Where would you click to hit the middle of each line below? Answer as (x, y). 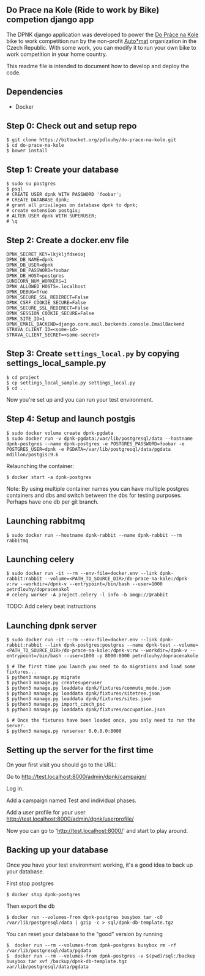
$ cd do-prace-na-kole (35, 146)
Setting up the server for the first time (80, 750)
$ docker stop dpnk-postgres (43, 894)
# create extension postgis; (43, 211)
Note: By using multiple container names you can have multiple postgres (98, 488)
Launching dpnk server (51, 626)
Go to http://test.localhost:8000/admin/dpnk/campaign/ (76, 776)
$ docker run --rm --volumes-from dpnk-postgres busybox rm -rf (91, 945)
